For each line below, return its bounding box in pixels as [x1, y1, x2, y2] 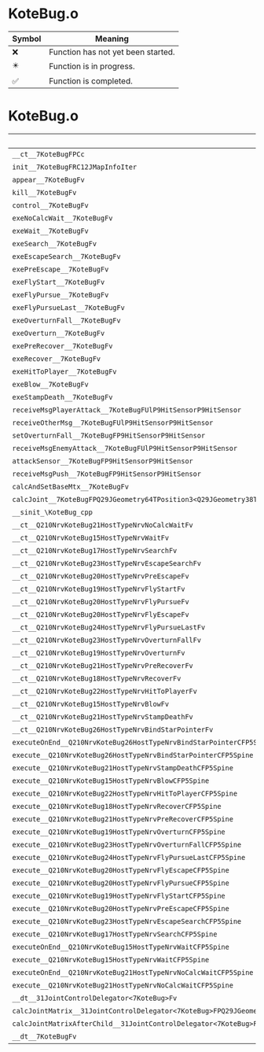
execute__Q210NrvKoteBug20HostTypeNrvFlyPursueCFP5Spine [12, 878, 229, 888]
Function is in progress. [48, 61, 135, 72]
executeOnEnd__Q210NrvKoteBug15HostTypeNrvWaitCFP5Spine [12, 942, 229, 951]
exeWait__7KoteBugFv [12, 226, 89, 235]
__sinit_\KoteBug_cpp [12, 508, 93, 516]
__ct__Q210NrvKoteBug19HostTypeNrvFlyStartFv [12, 584, 185, 593]
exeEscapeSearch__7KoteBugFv [12, 252, 121, 260]
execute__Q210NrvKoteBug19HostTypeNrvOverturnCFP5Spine [12, 827, 225, 836]
